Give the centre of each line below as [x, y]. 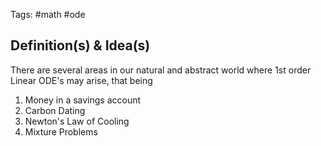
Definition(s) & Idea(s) [80, 45]
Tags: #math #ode [48, 14]
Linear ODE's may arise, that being [81, 80]
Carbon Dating [55, 110]
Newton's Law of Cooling [77, 121]
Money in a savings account [83, 100]
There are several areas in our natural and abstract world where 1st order [161, 70]
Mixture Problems [61, 131]
